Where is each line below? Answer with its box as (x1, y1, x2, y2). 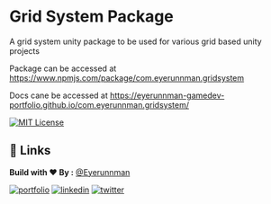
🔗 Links (9, 143, 51, 158)
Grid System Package (9, 6, 174, 27)
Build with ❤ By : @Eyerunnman (9, 166, 131, 177)
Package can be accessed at (9, 63, 117, 74)
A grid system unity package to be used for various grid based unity (9, 36, 263, 47)
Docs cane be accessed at (9, 90, 108, 101)
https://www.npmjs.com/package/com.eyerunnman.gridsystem (9, 72, 245, 83)
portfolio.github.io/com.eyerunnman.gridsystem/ (9, 99, 189, 110)
